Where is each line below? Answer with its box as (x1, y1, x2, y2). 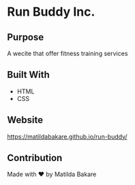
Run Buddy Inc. (7, 4, 95, 20)
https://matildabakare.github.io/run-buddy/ (7, 132, 127, 141)
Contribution (7, 152, 63, 164)
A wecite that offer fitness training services (7, 49, 128, 57)
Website (7, 114, 43, 126)
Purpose (7, 31, 44, 43)
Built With (7, 69, 50, 81)
